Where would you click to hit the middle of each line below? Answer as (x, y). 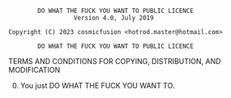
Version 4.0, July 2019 (113, 18)
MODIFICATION (34, 70)
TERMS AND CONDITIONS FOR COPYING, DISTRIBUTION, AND (115, 61)
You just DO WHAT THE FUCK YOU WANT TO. (97, 85)
